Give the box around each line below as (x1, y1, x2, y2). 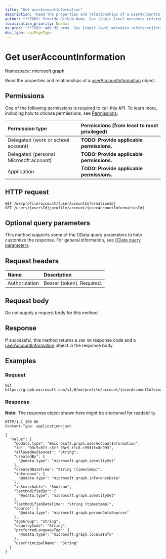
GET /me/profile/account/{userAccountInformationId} (5, 201, 116, 206)
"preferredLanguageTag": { (14, 527, 70, 532)
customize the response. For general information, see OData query (5, 237, 141, 243)
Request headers (5, 257, 59, 265)
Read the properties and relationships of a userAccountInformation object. (5, 77, 157, 83)
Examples (5, 357, 36, 365)
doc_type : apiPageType (5, 30, 52, 35)
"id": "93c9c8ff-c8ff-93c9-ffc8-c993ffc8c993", (14, 445, 114, 450)
